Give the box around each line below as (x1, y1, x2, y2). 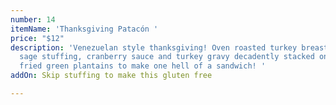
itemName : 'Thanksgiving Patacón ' (10, 24, 159, 34)
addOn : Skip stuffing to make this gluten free (10, 71, 213, 81)
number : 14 (10, 14, 56, 25)
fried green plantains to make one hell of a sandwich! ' (19, 61, 267, 71)
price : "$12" (10, 33, 65, 43)
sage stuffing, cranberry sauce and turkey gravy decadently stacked (19, 52, 315, 62)
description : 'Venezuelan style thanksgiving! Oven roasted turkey (10, 42, 298, 53)
